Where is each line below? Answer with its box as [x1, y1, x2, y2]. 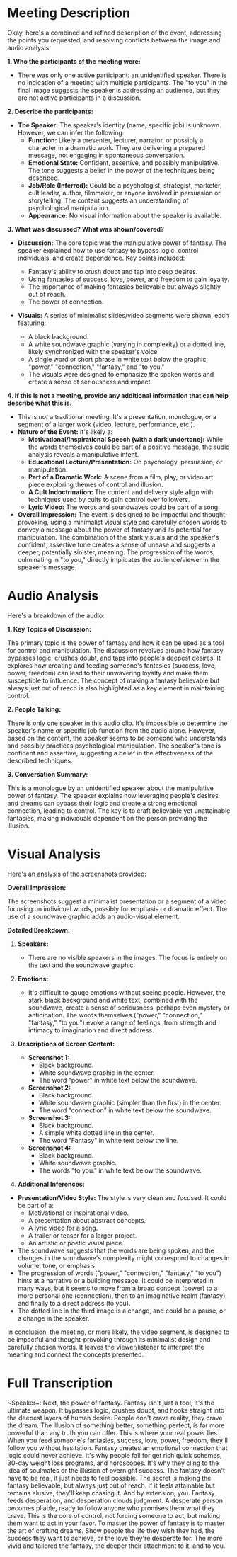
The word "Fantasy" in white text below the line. [38, 1136, 179, 1144]
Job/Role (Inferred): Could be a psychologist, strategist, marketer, [28, 181, 222, 189]
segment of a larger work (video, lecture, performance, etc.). [17, 420, 195, 428]
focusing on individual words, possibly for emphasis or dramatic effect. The [7, 904, 228, 913]
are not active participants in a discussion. [17, 93, 141, 102]
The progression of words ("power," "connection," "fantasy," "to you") [17, 1269, 221, 1277]
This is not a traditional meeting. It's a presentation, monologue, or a [17, 412, 217, 421]
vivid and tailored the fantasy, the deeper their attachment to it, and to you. [7, 1541, 226, 1550]
